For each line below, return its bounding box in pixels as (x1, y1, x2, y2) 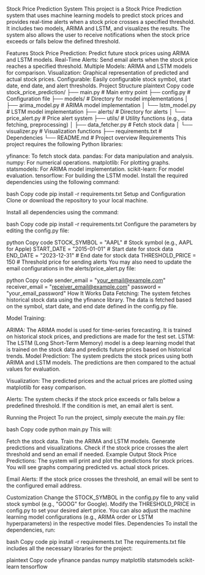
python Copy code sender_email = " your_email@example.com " (6, 276, 166, 284)
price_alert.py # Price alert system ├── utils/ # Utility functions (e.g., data (6, 114, 193, 122)
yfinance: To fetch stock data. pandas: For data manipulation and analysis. (6, 152, 194, 160)
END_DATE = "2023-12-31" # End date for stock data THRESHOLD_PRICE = (6, 252, 196, 259)
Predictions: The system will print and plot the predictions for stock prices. (6, 457, 195, 464)
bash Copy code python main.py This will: (6, 426, 112, 433)
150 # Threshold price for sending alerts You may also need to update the (6, 258, 192, 265)
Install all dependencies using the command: (6, 209, 119, 216)
